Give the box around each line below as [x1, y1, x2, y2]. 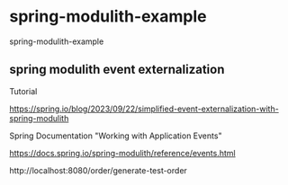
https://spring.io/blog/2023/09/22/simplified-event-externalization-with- [9, 103, 279, 114]
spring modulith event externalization [9, 62, 225, 77]
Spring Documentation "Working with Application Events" [9, 130, 222, 141]
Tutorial [9, 85, 38, 96]
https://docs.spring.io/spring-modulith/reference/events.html [9, 147, 236, 158]
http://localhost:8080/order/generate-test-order [9, 164, 187, 176]
